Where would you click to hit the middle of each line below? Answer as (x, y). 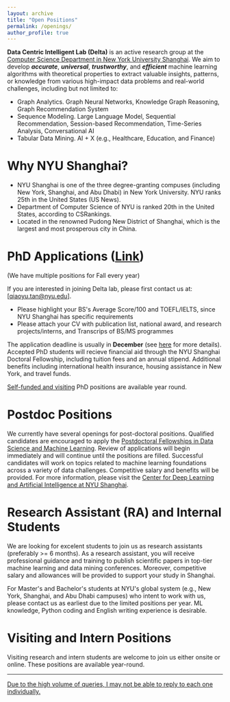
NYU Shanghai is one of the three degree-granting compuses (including (118, 185)
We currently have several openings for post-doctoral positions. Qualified (111, 434)
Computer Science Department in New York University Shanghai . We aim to (114, 60)
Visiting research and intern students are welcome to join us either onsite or (114, 657)
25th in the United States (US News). (69, 200)
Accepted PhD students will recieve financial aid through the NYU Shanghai (114, 352)
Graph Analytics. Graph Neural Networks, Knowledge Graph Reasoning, (118, 102)
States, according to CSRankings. (64, 214)
